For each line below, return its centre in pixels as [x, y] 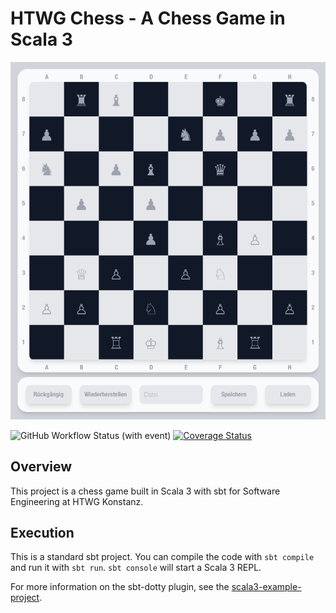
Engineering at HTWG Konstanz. [77, 501]
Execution [42, 532]
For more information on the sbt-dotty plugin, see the [120, 587]
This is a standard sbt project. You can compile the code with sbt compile [162, 557]
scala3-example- [266, 587]
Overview [41, 467]
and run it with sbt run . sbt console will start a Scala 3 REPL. [136, 568]
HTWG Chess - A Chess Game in [148, 18]
